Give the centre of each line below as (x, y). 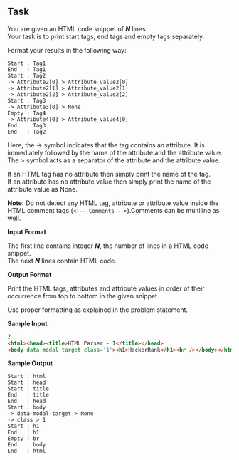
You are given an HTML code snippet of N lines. (78, 28)
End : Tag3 (27, 125)
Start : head (27, 383)
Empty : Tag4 (27, 113)
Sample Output (30, 363)
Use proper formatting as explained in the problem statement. (98, 310)
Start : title (28, 389)
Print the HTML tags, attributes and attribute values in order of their (106, 288)
